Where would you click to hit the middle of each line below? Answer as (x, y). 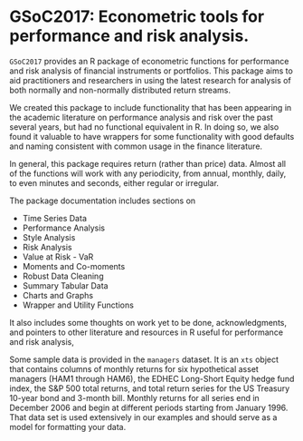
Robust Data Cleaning (63, 276)
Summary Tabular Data (65, 285)
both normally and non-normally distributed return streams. (120, 90)
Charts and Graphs (57, 295)
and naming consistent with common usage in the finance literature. (136, 146)
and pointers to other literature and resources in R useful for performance (146, 332)
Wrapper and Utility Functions (78, 305)
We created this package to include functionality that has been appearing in (151, 107)
